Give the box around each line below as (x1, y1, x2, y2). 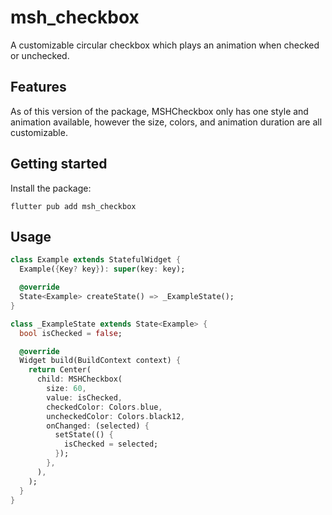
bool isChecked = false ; (19, 328, 123, 338)
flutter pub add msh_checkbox (10, 201, 137, 211)
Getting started (10, 156, 108, 173)
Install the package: (10, 182, 92, 194)
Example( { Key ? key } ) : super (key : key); (19, 264, 186, 275)
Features (10, 79, 67, 96)
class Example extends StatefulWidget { (10, 255, 182, 265)
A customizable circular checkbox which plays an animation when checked (10, 39, 320, 51)
